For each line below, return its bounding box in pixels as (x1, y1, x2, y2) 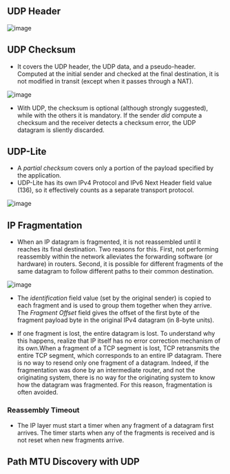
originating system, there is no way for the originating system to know (17, 373, 216, 382)
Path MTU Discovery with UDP (7, 455, 140, 467)
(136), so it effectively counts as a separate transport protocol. (17, 186, 194, 194)
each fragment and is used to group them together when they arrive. (17, 301, 212, 310)
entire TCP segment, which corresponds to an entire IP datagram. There (17, 352, 222, 360)
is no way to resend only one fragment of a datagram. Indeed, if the (17, 359, 209, 367)
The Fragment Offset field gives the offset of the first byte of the (17, 309, 200, 317)
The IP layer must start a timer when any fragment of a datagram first (17, 421, 214, 429)
